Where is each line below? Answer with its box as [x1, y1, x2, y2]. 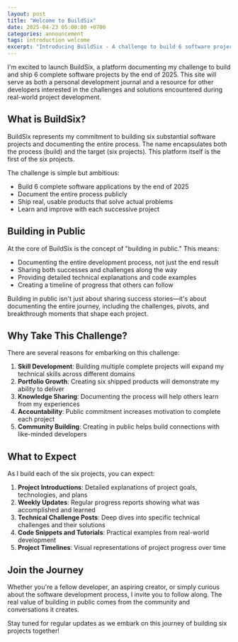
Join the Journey [7, 564, 84, 576]
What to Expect [7, 451, 76, 463]
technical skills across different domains [17, 370, 135, 378]
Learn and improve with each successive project [17, 205, 160, 213]
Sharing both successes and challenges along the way [17, 265, 177, 274]
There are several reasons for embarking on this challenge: [7, 349, 180, 357]
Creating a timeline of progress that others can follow [17, 281, 174, 289]
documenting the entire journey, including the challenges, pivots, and [7, 302, 210, 310]
